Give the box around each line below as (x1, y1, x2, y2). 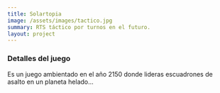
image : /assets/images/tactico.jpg (7, 17, 113, 24)
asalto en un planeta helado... (7, 77, 94, 86)
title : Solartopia (7, 10, 62, 18)
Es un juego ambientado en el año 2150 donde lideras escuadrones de (7, 70, 213, 78)
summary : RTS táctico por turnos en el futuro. (7, 23, 151, 31)
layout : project (7, 30, 55, 38)
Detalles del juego (7, 54, 71, 64)
